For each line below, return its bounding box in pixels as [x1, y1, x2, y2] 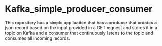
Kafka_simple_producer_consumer [5, 3, 153, 15]
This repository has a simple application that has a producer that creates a [5, 20, 157, 25]
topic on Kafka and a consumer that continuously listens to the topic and [5, 30, 153, 36]
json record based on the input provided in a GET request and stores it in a [5, 24, 158, 30]
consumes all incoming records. [5, 35, 70, 41]
